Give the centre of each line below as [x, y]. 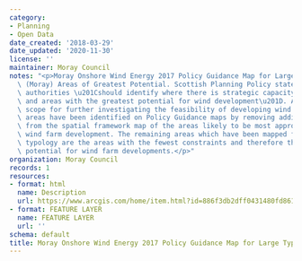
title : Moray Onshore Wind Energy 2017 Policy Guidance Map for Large [144, 243]
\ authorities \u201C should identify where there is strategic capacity [156, 92]
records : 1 [30, 168]
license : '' [31, 59]
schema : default [40, 234]
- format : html [38, 185]
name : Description [52, 193]
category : [28, 17]
